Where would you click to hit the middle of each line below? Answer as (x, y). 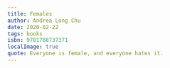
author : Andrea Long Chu (44, 21)
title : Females (30, 14)
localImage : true (33, 47)
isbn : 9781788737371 (38, 40)
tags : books (25, 34)
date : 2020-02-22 (33, 27)
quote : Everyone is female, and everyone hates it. (85, 54)
